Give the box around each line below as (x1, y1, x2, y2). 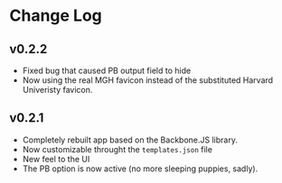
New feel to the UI (22, 153, 90, 164)
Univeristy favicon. (22, 85, 93, 95)
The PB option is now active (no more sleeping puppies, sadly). (22, 163, 258, 174)
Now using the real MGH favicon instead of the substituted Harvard (22, 75, 274, 86)
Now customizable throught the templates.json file (22, 143, 212, 154)
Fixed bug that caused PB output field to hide (22, 65, 192, 76)
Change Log (9, 5, 102, 26)
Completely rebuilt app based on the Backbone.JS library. (22, 134, 238, 145)
